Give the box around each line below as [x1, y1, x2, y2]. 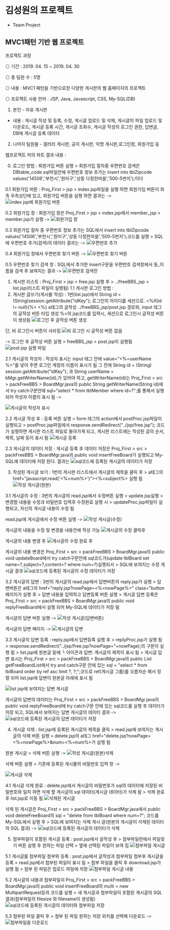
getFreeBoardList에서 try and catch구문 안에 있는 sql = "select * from [5, 662, 148, 668]
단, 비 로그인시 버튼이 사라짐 [5, 327, 61, 334]
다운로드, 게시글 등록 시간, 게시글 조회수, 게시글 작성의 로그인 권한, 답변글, [12, 123, 159, 130]
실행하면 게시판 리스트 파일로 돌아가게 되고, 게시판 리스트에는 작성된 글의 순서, [10, 428, 165, 434]
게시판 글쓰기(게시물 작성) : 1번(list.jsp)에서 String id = [12, 291, 121, 297]
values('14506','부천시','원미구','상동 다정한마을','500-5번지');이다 [12, 175, 144, 181]
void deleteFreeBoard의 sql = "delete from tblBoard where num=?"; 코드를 [5, 812, 159, 818]
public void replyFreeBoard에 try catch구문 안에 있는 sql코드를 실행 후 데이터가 [5, 703, 165, 709]
